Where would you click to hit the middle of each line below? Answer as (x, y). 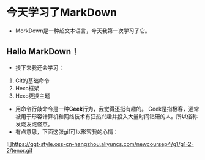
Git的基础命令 (32, 81)
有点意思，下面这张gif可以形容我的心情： (67, 131)
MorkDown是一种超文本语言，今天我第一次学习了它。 (83, 31)
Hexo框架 (27, 88)
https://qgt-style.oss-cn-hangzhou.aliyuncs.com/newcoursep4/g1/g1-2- (103, 144)
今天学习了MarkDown (62, 13)
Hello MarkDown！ (43, 52)
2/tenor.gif (20, 150)
